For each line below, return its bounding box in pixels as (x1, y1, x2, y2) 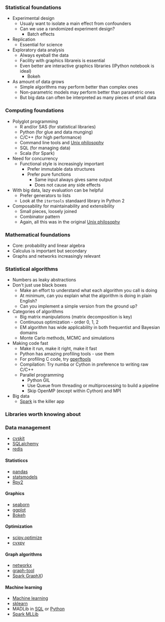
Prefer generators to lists (19, 192, 71, 198)
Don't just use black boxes (12, 282, 67, 288)
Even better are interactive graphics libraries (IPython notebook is (19, 63, 155, 69)
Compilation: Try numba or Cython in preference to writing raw (19, 361, 149, 367)
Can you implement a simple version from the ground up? (19, 303, 138, 310)
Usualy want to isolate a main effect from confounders (19, 20, 132, 26)
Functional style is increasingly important (19, 161, 104, 167)
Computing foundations (5, 107, 64, 114)
